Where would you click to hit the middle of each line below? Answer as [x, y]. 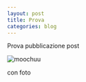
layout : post [26, 13]
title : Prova [26, 20]
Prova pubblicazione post [43, 46]
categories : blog [32, 26]
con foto [19, 72]
